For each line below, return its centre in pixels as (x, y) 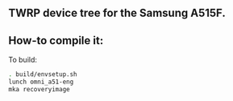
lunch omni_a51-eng (41, 82)
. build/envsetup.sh (43, 75)
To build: (23, 60)
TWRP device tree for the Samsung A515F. (117, 13)
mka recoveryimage (39, 89)
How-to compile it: (56, 40)
